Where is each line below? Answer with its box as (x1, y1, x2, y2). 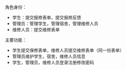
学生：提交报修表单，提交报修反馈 (12, 15, 81, 20)
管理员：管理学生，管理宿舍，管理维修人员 (12, 21, 99, 26)
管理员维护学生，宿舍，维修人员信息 (12, 53, 86, 59)
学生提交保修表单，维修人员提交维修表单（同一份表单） (12, 48, 124, 53)
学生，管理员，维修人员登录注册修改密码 (12, 60, 94, 65)
